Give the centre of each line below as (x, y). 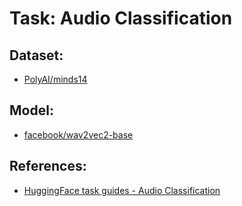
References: (48, 166)
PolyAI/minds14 (55, 79)
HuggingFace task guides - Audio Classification (122, 190)
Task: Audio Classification (121, 18)
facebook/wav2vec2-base (78, 134)
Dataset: (36, 55)
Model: (31, 110)
